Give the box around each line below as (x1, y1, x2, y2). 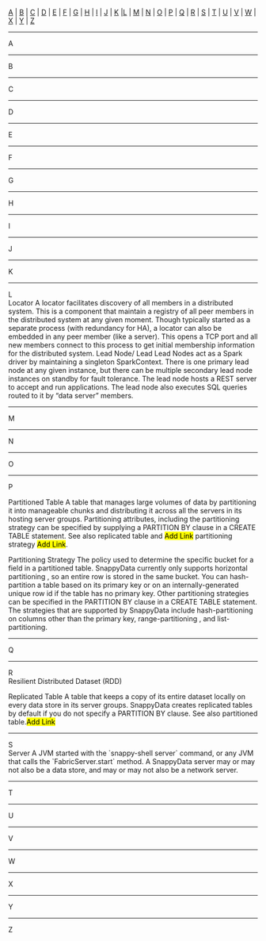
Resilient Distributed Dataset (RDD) (8, 677, 123, 686)
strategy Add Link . (8, 540, 69, 549)
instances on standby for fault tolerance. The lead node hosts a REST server (8, 374, 257, 383)
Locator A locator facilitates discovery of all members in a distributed (8, 298, 234, 307)
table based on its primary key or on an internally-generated (43, 580, 239, 590)
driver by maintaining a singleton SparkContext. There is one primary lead (8, 357, 249, 367)
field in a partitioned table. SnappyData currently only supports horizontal (8, 563, 248, 573)
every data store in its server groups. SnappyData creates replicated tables (8, 701, 253, 709)
